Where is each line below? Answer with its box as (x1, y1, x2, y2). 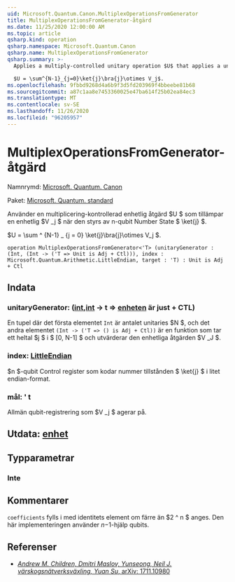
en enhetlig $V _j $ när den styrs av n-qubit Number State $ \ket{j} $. (7, 217, 208, 225)
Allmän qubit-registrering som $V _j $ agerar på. (7, 407, 147, 416)
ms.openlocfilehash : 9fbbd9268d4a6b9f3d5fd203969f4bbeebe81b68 (7, 81, 196, 88)
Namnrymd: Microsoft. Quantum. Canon (7, 182, 122, 191)
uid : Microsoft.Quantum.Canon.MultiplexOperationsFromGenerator (7, 10, 199, 18)
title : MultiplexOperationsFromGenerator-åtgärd (7, 17, 152, 24)
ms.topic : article (7, 29, 61, 37)
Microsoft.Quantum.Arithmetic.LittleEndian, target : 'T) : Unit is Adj (7, 257, 224, 264)
